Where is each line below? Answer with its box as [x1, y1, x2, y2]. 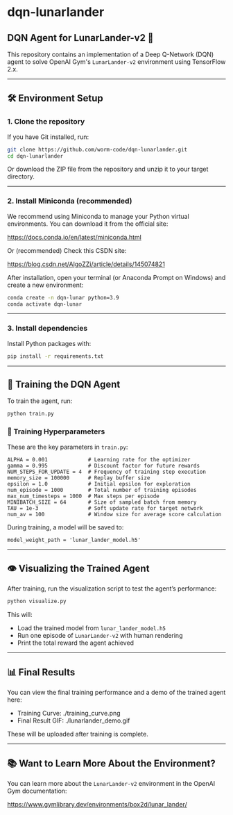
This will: [7, 611, 33, 619]
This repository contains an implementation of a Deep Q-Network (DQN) [7, 50, 214, 58]
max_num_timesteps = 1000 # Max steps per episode [7, 493, 159, 500]
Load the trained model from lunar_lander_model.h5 [17, 624, 166, 632]
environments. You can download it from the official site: [7, 220, 169, 228]
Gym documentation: [7, 787, 67, 795]
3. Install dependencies [7, 324, 88, 334]
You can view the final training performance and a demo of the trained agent [7, 689, 226, 697]
